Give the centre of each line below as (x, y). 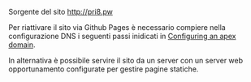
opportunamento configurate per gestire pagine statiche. (104, 69)
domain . (22, 45)
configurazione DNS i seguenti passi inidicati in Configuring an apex (122, 36)
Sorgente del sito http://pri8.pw (61, 12)
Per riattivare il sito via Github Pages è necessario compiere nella (117, 27)
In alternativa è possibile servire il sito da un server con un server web (126, 60)
